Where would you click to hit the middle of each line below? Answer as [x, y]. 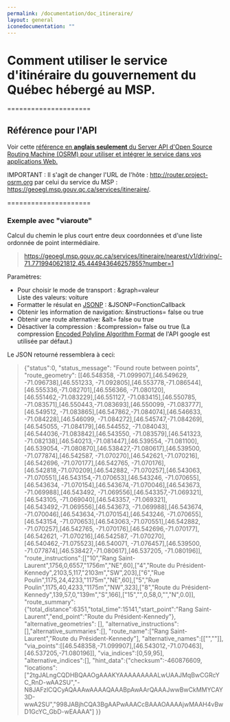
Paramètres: [24, 277]
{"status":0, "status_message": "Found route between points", [112, 368]
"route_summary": [49, 602]
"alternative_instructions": [142, 624]
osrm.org [20, 182]
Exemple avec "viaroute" [50, 221]
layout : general [30, 20]
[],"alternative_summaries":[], [66, 631]
